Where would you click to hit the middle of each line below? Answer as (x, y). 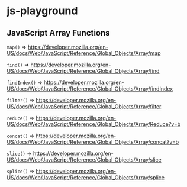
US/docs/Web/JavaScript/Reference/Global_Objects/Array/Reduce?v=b (94, 124)
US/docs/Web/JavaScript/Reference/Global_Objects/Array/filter (84, 107)
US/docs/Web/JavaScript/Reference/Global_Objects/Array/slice (84, 160)
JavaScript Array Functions (58, 33)
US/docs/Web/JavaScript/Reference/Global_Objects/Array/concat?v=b (93, 142)
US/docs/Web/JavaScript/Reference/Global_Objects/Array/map (84, 53)
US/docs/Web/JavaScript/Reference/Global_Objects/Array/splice (86, 178)
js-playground (42, 11)
